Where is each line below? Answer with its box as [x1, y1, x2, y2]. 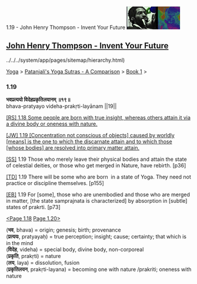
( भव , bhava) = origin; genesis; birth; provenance [6, 226, 122, 233]
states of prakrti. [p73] [6, 204, 61, 211]
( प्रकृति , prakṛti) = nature [6, 253, 61, 260]
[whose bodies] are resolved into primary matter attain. [6, 144, 140, 151]
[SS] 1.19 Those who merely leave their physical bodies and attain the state [6, 156, 187, 163]
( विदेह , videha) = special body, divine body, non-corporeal [6, 246, 144, 253]
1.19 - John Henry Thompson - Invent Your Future [6, 24, 125, 31]
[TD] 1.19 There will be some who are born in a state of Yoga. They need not [6, 173, 191, 180]
